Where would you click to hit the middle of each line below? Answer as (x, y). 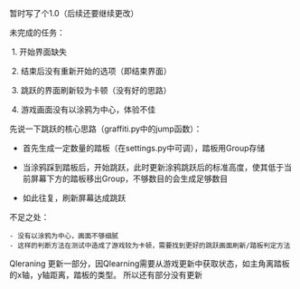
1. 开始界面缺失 (39, 52)
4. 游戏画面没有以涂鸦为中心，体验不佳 (84, 110)
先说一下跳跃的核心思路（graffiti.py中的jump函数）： (106, 129)
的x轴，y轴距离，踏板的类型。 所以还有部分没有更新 (106, 275)
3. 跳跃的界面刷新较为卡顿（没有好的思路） (91, 90)
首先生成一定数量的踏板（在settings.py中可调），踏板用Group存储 (144, 148)
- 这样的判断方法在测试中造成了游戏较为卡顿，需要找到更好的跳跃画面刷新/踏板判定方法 (150, 246)
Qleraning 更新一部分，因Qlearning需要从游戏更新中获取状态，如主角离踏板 (150, 264)
